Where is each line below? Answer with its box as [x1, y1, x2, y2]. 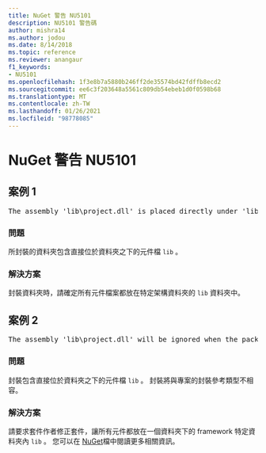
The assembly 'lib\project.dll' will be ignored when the [8, 335, 238, 345]
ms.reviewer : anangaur [8, 56, 83, 64]
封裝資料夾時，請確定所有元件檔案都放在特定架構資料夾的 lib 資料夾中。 [8, 288, 245, 298]
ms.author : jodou [8, 33, 66, 42]
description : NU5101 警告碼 [8, 19, 97, 27]
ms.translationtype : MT [8, 93, 87, 101]
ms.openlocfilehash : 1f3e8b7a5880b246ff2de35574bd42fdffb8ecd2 [8, 78, 222, 86]
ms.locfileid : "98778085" [8, 115, 93, 123]
